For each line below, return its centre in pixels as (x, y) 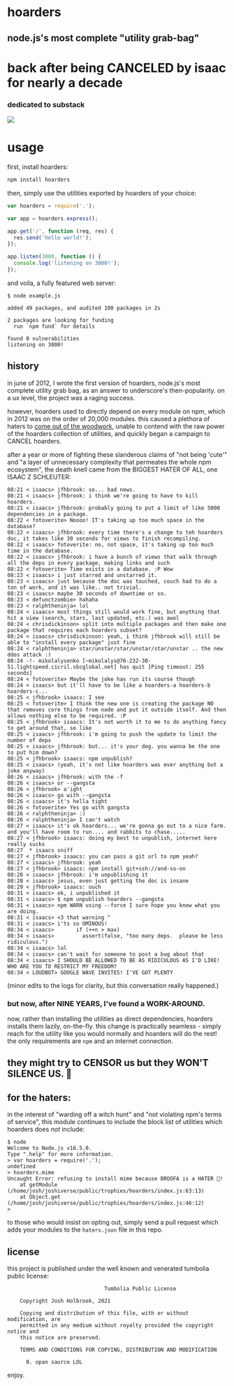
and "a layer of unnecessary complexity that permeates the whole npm (109, 462)
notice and (23, 1332)
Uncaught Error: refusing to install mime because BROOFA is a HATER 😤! (115, 1179)
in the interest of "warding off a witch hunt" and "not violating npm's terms (115, 1114)
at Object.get (40, 1197)
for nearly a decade (65, 83)
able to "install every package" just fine (72, 642)
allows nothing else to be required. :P (67, 716)
